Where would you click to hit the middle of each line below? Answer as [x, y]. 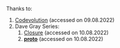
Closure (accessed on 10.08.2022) [66, 33]
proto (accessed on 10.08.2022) [63, 39]
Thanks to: [19, 9]
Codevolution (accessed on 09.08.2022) [64, 20]
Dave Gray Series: [37, 26]
